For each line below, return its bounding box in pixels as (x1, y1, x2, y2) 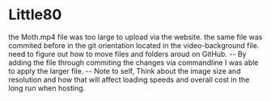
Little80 (8, 6, 62, 24)
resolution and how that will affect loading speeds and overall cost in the (8, 75, 250, 84)
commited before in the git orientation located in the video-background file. (8, 40, 260, 50)
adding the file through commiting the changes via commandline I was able (8, 58, 259, 67)
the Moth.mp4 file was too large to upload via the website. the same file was (8, 32, 263, 42)
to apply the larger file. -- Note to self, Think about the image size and (8, 66, 241, 75)
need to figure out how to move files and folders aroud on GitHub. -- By (8, 49, 247, 59)
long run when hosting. (8, 83, 86, 93)
